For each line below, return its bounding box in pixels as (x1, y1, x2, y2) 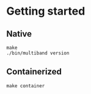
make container (6, 82, 45, 89)
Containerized (6, 67, 62, 77)
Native (6, 29, 32, 39)
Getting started (6, 4, 86, 18)
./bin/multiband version (6, 50, 70, 56)
